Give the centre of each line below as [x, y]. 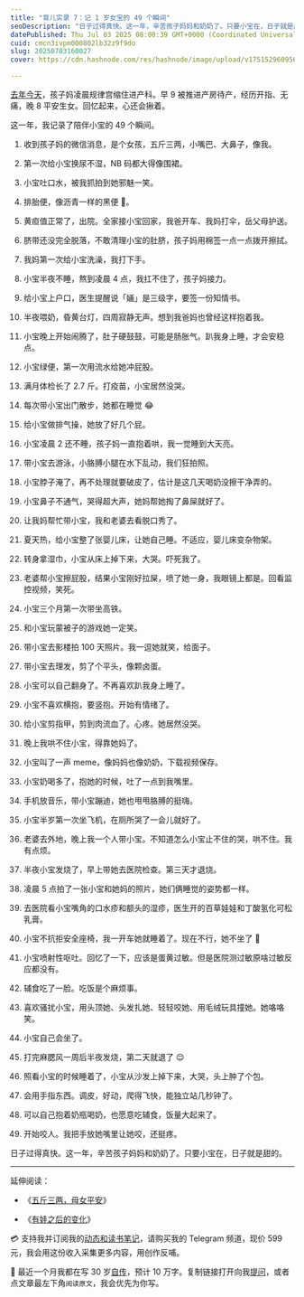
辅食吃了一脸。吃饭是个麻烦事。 [83, 988]
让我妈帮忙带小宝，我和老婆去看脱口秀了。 [102, 520]
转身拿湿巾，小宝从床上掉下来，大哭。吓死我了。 [114, 559]
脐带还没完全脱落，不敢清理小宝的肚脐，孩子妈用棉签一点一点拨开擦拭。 [157, 240]
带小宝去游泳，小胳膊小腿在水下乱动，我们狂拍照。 [118, 463]
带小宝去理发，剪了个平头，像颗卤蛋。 [94, 666]
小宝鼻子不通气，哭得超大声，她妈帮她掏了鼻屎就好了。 [126, 501]
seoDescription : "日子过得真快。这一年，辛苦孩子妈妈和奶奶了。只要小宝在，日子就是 [152, 26]
